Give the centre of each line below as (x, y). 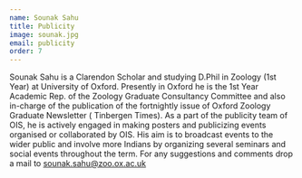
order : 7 (26, 52)
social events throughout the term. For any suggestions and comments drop (151, 154)
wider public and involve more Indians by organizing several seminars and (148, 145)
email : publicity (42, 43)
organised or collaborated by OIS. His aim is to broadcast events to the (141, 135)
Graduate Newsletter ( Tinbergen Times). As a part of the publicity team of (149, 116)
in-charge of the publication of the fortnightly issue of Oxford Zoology (140, 106)
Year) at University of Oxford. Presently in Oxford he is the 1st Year (134, 87)
